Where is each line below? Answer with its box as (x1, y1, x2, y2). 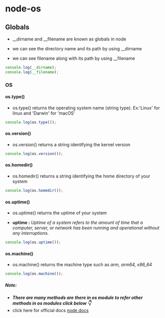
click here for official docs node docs (12, 308, 89, 314)
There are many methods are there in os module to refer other (12, 295, 143, 301)
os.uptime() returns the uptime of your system (12, 210, 107, 216)
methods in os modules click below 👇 (12, 300, 91, 307)
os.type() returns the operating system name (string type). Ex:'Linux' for (12, 105, 160, 111)
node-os (5, 3, 41, 14)
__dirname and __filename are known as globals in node (12, 36, 127, 42)
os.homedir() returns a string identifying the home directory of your (12, 173, 151, 179)
